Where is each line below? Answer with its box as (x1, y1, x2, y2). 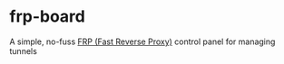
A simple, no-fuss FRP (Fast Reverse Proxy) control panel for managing (9, 36, 276, 47)
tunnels (9, 45, 38, 56)
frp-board (9, 6, 86, 27)
